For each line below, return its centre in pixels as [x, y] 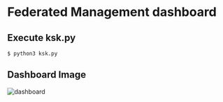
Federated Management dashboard [112, 12]
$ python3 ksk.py [33, 53]
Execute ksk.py [42, 38]
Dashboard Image [46, 75]
